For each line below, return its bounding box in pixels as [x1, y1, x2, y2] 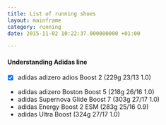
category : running [7, 23, 61, 30]
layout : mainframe [7, 17, 61, 24]
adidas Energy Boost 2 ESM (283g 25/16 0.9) [17, 103, 149, 111]
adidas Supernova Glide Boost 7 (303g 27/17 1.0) [17, 95, 160, 103]
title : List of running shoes [7, 10, 97, 18]
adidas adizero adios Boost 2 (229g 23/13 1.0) [17, 73, 152, 81]
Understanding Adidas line [7, 58, 88, 66]
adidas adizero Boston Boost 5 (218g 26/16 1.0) [17, 87, 155, 96]
